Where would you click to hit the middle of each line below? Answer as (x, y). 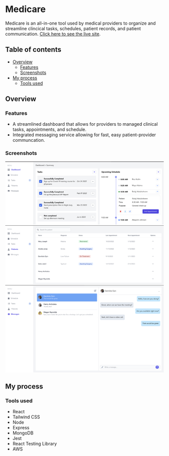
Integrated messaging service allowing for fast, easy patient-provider (84, 135)
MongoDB (23, 433)
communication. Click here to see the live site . (53, 34)
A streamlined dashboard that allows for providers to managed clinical (85, 124)
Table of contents (33, 50)
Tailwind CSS (26, 417)
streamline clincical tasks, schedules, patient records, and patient (73, 28)
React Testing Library (34, 444)
